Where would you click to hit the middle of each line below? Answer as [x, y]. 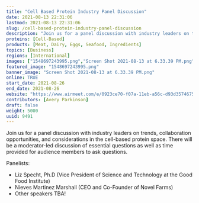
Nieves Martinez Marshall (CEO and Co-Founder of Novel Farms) [94, 188]
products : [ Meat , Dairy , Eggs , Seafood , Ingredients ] [74, 45]
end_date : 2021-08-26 [33, 89]
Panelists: [18, 163]
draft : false [22, 105]
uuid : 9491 [20, 116]
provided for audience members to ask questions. [67, 152]
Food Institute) [32, 181]
